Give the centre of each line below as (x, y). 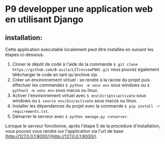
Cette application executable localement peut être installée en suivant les (79, 49)
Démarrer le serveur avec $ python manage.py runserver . (70, 116)
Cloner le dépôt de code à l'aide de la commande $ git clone (75, 64)
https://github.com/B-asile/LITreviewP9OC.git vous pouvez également (86, 69)
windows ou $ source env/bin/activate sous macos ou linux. (75, 101)
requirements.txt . (31, 111)
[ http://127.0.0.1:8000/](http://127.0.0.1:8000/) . (51, 136)
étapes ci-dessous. (25, 55)
